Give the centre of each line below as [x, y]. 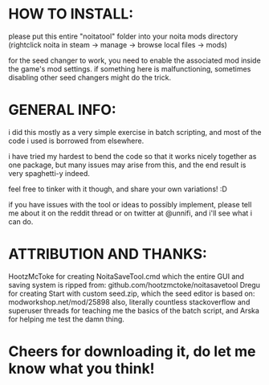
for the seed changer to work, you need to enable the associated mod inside [134, 60]
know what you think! [82, 369]
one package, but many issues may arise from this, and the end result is [127, 165]
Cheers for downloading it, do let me [132, 351]
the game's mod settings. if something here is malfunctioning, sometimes [130, 68]
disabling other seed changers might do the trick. [90, 77]
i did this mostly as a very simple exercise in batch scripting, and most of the [135, 132]
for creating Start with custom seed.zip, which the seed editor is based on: [132, 293]
